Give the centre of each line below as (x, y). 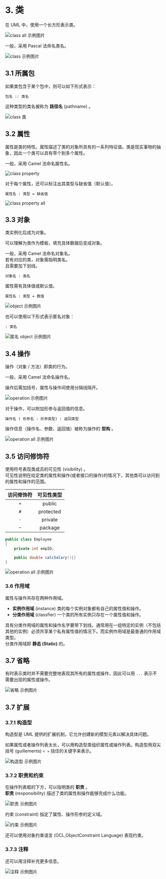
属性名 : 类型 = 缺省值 (27, 194)
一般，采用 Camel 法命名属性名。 (39, 163)
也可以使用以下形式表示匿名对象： (40, 316)
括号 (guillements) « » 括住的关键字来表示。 (50, 751)
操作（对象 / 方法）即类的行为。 (38, 367)
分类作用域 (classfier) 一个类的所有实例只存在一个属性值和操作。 (78, 615)
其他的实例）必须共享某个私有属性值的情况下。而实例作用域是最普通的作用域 (83, 631)
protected (50, 511)
